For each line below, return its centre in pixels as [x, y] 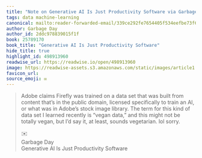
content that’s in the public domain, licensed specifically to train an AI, [108, 102]
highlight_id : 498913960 [37, 56]
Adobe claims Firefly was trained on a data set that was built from [102, 96]
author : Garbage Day [32, 29]
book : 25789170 [25, 40]
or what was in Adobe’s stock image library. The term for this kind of [106, 109]
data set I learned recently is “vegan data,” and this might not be [100, 115]
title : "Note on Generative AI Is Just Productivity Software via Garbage [102, 12]
